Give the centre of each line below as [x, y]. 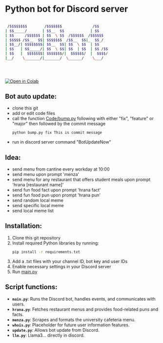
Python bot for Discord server [67, 9]
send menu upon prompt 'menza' [46, 174]
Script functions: [31, 287]
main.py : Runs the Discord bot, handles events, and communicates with [84, 299]
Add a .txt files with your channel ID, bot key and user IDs [70, 261]
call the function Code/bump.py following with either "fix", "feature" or [83, 119]
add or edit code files [33, 113]
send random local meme [38, 200]
